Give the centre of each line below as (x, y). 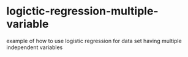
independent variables (35, 47)
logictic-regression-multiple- (82, 11)
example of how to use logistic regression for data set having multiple (94, 41)
